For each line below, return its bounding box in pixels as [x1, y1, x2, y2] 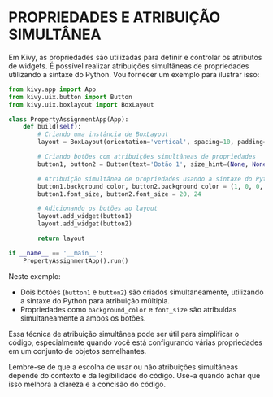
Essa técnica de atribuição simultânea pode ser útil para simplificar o [8, 329, 240, 338]
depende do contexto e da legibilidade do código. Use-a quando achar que [8, 370, 261, 380]
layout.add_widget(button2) [37, 220, 132, 228]
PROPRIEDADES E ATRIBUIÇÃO [8, 8, 221, 27]
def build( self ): [23, 123, 82, 131]
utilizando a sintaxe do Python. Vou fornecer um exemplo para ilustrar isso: [8, 69, 260, 79]
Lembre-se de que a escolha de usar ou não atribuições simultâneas [8, 362, 238, 372]
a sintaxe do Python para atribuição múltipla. [19, 295, 171, 305]
